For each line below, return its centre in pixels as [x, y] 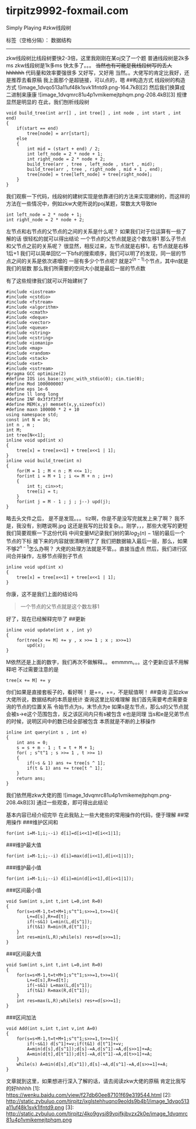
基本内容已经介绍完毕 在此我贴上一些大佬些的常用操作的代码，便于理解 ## [95, 815]
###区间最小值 [24, 890]
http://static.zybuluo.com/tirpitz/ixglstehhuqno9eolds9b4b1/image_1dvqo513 [98, 1102]
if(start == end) [38, 128]
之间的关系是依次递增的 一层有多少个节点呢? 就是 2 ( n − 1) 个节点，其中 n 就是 [99, 260]
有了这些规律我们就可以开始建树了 [47, 280]
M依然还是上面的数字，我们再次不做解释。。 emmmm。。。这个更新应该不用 [95, 662]
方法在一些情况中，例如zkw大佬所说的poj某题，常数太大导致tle [82, 204]
